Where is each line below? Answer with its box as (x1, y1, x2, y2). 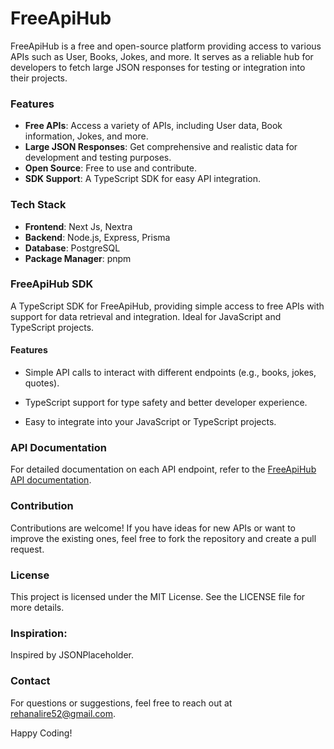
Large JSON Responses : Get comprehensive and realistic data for (24, 141, 298, 153)
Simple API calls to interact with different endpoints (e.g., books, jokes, (24, 367, 317, 379)
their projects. (10, 72, 68, 84)
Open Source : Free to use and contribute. (24, 162, 198, 174)
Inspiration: (10, 626, 68, 640)
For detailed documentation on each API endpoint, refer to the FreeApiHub (10, 463, 317, 476)
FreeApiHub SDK (10, 277, 94, 291)
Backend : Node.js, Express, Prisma (24, 231, 171, 243)
